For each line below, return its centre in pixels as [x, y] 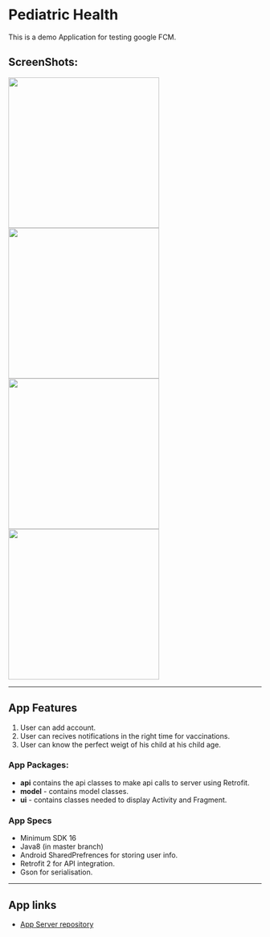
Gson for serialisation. [56, 872]
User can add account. [58, 727]
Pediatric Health [63, 15]
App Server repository [57, 924]
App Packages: [39, 765]
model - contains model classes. [74, 791]
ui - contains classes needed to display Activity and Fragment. [123, 800]
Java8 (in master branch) [62, 847]
